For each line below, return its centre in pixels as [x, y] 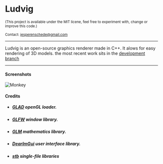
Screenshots [18, 74]
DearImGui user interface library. [46, 144]
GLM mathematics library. [39, 131]
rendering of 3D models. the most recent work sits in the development [75, 53]
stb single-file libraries [36, 156]
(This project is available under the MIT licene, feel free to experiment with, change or [76, 22]
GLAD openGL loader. [34, 107]
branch [12, 58]
